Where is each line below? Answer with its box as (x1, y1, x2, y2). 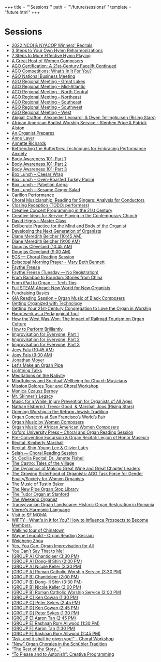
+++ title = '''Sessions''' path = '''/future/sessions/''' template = (4, 4, 132, 10)
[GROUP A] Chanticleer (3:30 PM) (11, 553, 79, 559)
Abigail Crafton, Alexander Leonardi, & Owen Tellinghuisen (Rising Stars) (11, 114, 156, 120)
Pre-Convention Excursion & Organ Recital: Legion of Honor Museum (11, 434, 149, 440)
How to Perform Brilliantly (11, 326, 63, 332)
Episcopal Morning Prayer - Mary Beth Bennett (11, 259, 105, 265)
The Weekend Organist (11, 496, 58, 502)
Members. (11, 522, 32, 528)
